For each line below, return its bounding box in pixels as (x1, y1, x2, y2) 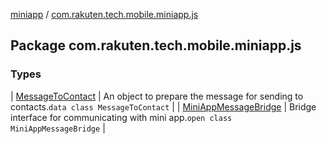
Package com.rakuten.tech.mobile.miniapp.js (10, 37, 302, 54)
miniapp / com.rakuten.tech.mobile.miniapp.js (10, 9, 199, 20)
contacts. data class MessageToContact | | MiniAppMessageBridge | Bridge (10, 100, 317, 113)
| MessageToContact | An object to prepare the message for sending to (10, 90, 304, 102)
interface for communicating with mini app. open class (10, 111, 233, 123)
